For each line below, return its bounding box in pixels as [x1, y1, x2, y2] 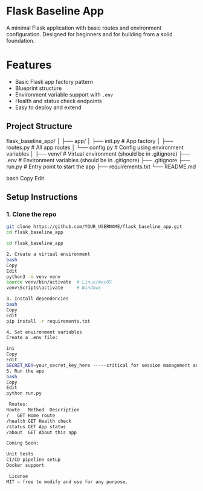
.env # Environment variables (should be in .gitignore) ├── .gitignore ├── [6, 156, 190, 163]
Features [6, 59, 52, 72]
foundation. [6, 37, 35, 44]
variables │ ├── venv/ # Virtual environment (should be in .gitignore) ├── [6, 150, 190, 157]
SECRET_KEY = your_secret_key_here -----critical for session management [6, 362, 190, 369]
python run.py [6, 390, 42, 396]
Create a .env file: [6, 335, 59, 341]
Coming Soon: [6, 440, 39, 446]
